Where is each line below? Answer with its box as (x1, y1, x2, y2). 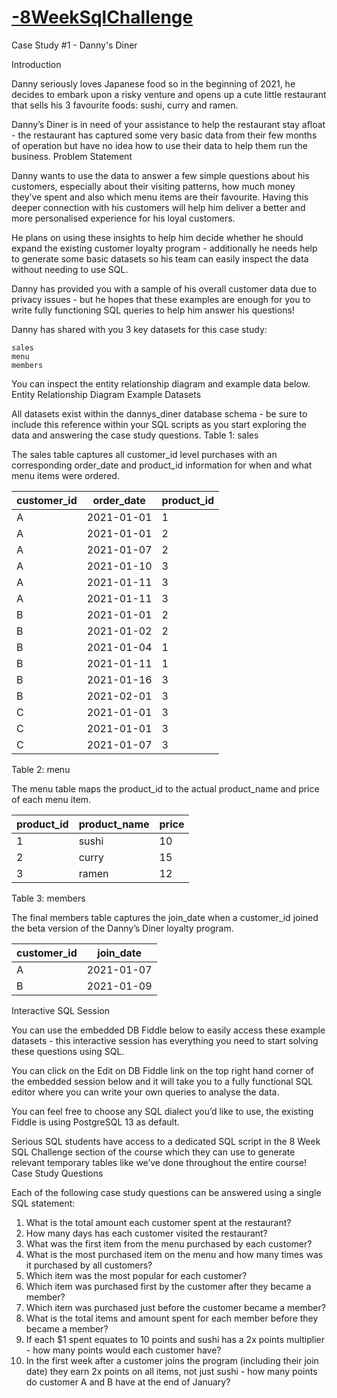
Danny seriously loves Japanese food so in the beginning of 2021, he (11, 77, 296, 90)
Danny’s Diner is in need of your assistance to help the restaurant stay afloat (11, 118, 326, 130)
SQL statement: (11, 1197, 76, 1209)
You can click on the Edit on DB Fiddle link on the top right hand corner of (11, 1064, 314, 1076)
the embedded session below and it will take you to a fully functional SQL (11, 1075, 314, 1087)
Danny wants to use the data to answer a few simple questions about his (11, 169, 310, 181)
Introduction (11, 58, 62, 70)
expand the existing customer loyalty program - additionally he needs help (11, 242, 318, 254)
